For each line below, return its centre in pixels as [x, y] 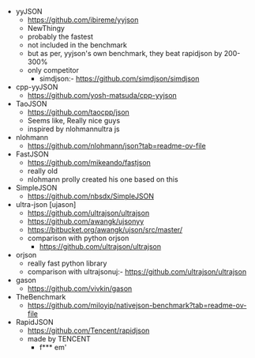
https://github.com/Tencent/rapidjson [88, 330]
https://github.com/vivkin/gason [80, 288]
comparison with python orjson [78, 238]
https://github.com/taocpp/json [79, 112]
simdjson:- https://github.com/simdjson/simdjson [119, 79]
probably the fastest [60, 36]
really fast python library [67, 263]
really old [42, 171]
